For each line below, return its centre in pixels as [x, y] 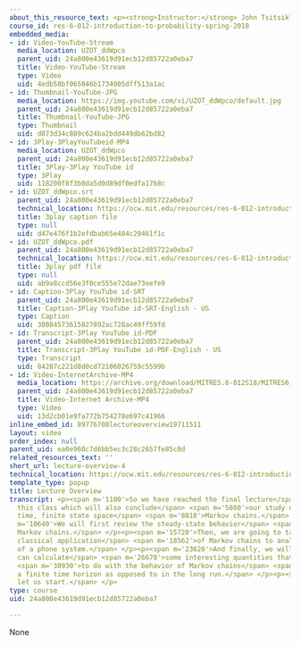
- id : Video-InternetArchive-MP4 [71, 375]
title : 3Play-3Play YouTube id [75, 167]
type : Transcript [50, 358]
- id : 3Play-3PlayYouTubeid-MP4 [69, 142]
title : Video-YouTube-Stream [71, 68]
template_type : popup [50, 482]
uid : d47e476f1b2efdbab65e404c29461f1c [92, 233]
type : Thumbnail [47, 126]
